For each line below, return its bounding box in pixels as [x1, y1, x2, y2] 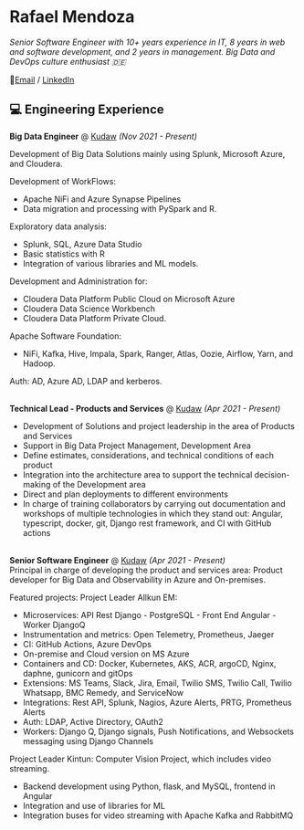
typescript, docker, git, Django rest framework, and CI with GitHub [22, 518, 272, 529]
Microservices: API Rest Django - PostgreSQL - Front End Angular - [22, 609, 277, 620]
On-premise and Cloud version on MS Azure [22, 648, 190, 659]
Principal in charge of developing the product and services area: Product [9, 564, 283, 575]
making [22, 478, 51, 489]
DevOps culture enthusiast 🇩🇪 [9, 56, 126, 67]
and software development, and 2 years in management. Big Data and [9, 46, 276, 57]
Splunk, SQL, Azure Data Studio [22, 238, 142, 249]
